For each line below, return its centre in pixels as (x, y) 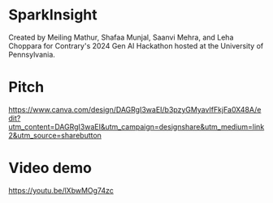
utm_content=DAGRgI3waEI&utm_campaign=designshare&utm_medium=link (136, 126)
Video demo (50, 168)
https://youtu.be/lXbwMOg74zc (61, 190)
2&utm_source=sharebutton (55, 135)
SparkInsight (53, 15)
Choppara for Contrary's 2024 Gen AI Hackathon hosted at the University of (136, 45)
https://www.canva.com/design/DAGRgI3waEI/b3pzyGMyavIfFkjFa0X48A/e (135, 109)
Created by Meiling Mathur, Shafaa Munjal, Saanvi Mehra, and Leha (121, 37)
